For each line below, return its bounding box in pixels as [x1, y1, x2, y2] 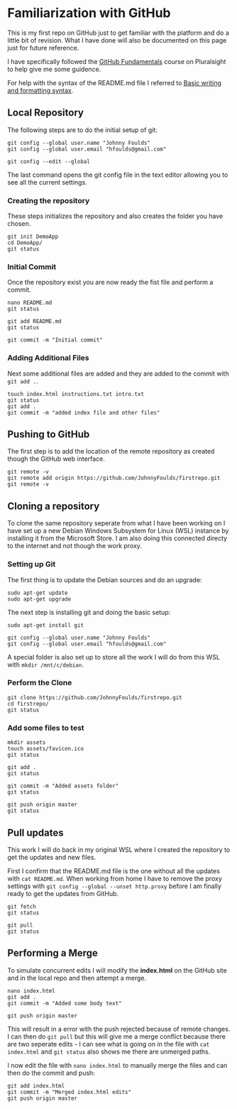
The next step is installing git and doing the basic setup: [7, 608, 171, 616]
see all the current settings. [7, 177, 87, 186]
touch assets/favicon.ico [7, 745, 84, 753]
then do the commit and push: [7, 1069, 96, 1077]
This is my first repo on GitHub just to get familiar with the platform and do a [7, 28, 229, 37]
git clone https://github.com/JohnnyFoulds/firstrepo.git [7, 694, 182, 701]
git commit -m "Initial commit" [7, 337, 103, 344]
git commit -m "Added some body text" [7, 1000, 122, 1007]
